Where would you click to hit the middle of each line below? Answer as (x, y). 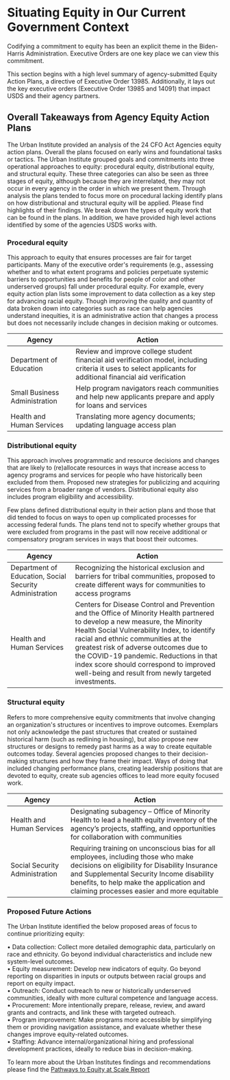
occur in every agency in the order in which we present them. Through (107, 188)
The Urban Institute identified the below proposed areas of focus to (102, 926)
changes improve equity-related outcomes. (68, 1034)
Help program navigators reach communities (147, 389)
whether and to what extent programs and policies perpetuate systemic (108, 272)
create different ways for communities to (140, 585)
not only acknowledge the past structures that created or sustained (102, 732)
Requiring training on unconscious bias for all (143, 848)
